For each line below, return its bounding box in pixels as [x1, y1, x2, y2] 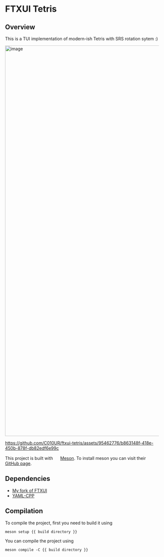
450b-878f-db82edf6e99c [5, 445, 59, 451]
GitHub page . [5, 460, 32, 466]
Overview [5, 23, 36, 31]
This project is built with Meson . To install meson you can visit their [5, 455, 146, 461]
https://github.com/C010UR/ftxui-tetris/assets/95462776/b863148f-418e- [5, 440, 154, 446]
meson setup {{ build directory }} [5, 529, 78, 534]
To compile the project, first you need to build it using [5, 520, 113, 526]
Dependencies [5, 474, 50, 483]
